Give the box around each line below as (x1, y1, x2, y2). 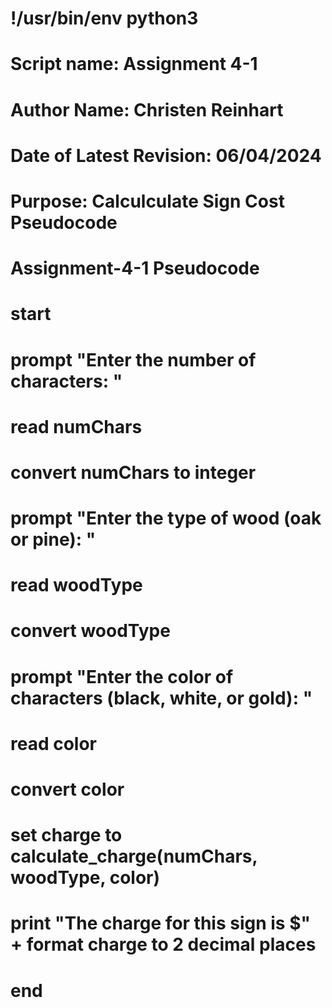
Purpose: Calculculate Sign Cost (10, 190, 285, 212)
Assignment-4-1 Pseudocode (10, 257, 260, 280)
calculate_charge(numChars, (10, 845, 258, 868)
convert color (10, 778, 125, 801)
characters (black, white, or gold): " (10, 687, 313, 709)
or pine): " (10, 528, 97, 551)
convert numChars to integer (10, 461, 257, 484)
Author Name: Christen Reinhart (10, 98, 284, 121)
